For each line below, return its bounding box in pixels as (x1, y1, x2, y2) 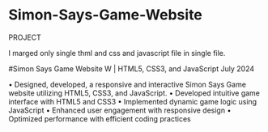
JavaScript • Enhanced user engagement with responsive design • (8, 105, 232, 115)
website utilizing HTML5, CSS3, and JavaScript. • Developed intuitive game (8, 87, 261, 98)
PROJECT (8, 32, 42, 42)
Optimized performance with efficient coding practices (8, 113, 192, 123)
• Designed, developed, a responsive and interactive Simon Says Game (8, 79, 247, 89)
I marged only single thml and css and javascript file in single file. (8, 48, 226, 57)
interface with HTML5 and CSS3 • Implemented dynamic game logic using (8, 96, 257, 106)
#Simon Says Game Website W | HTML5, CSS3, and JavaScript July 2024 (8, 63, 255, 74)
